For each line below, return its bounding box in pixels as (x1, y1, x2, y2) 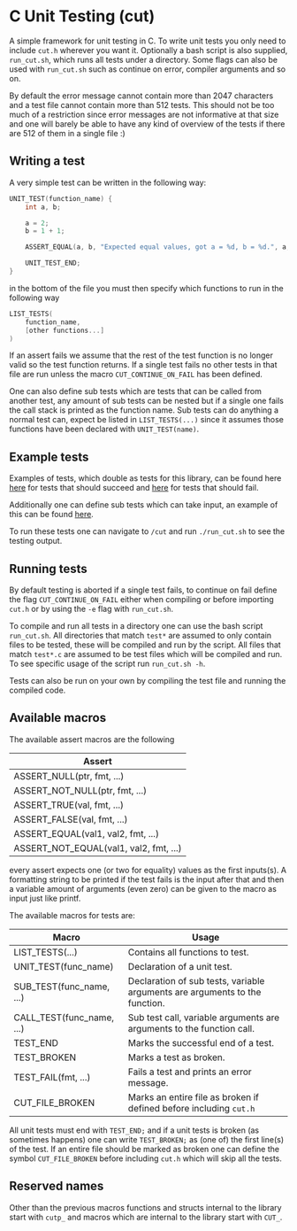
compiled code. (9, 685, 66, 695)
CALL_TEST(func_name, (13, 1011, 115, 1024)
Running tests (9, 561, 88, 577)
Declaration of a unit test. (127, 960, 232, 972)
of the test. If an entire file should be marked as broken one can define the (9, 1143, 280, 1154)
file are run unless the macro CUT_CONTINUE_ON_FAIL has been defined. (9, 369, 263, 380)
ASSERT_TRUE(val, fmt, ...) (13, 799, 124, 811)
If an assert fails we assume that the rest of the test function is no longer (9, 350, 274, 360)
